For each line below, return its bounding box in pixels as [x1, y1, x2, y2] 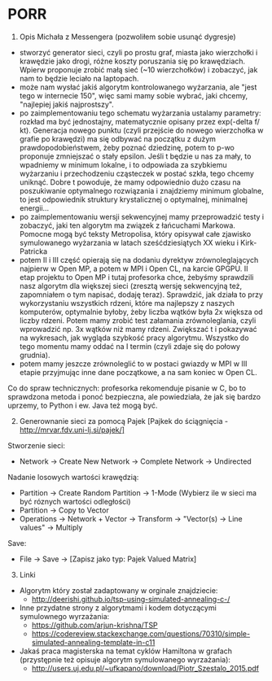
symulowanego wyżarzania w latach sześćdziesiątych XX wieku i [19, 238, 239, 247]
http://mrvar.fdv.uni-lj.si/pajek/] [19, 425, 125, 434]
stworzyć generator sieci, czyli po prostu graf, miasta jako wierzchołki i [19, 47, 258, 57]
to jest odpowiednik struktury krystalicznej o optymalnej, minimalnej [19, 194, 248, 204]
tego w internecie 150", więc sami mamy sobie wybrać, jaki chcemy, [19, 90, 248, 100]
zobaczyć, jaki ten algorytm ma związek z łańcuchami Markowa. [19, 220, 235, 230]
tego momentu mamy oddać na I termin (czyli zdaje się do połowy [19, 341, 241, 351]
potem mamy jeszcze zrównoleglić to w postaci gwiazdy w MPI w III [19, 359, 248, 369]
